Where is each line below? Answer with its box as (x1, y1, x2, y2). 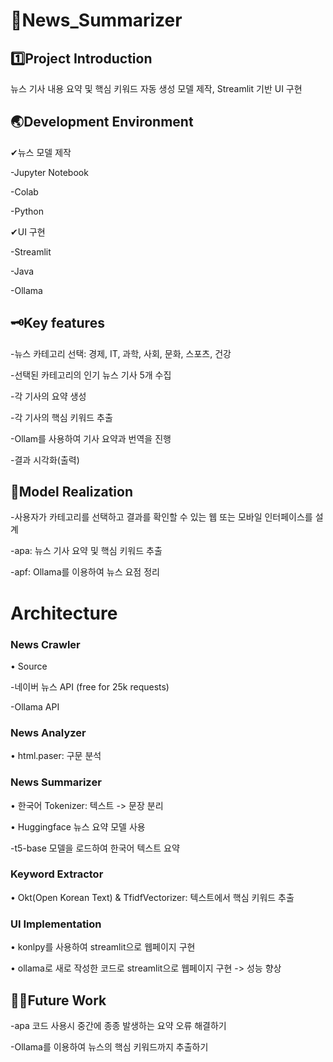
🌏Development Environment (10, 114, 194, 131)
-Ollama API (10, 700, 60, 713)
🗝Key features (10, 315, 105, 332)
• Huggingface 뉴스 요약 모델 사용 (10, 820, 146, 833)
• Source (10, 660, 48, 672)
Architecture (10, 602, 118, 624)
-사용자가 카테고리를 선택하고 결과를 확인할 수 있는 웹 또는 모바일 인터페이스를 (10, 511, 313, 523)
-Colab (10, 185, 39, 198)
